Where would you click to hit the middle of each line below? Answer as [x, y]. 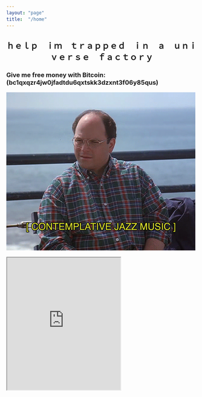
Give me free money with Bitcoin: [56, 74]
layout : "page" [25, 13]
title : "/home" [27, 19]
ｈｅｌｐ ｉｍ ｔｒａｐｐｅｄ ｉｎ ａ [86, 46]
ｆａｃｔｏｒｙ [125, 57]
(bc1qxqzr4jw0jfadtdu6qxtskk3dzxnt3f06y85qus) [82, 82]
